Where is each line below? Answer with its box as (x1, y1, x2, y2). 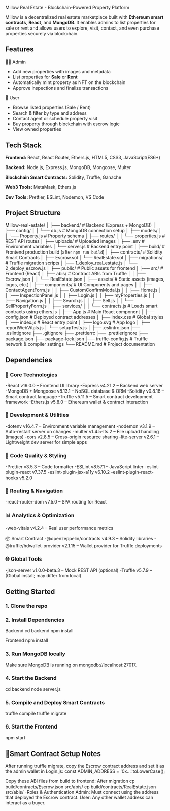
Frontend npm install (5, 637, 48, 644)
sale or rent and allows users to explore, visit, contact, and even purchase (5, 25, 160, 31)
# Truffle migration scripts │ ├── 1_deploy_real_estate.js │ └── (5, 260, 138, 266)
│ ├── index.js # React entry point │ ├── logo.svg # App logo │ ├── (5, 319, 150, 325)
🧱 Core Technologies (5, 371, 58, 378)
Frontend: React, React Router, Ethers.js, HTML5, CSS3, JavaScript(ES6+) (5, 154, 161, 160)
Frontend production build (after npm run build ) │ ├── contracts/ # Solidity (5, 249, 163, 255)
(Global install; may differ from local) (5, 572, 82, 578)
